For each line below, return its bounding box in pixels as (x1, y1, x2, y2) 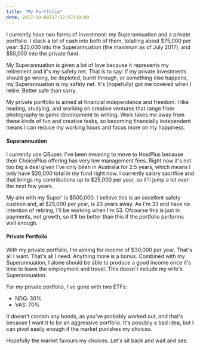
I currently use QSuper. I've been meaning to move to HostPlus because (6, 151, 184, 158)
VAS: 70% (14, 301, 40, 308)
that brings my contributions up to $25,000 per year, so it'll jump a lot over (6, 176, 189, 183)
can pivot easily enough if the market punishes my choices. (6, 325, 153, 332)
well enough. (6, 219, 38, 226)
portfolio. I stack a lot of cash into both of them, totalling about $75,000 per (6, 37, 192, 44)
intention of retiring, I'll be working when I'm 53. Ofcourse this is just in (6, 207, 180, 214)
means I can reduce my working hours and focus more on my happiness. (6, 124, 186, 131)
